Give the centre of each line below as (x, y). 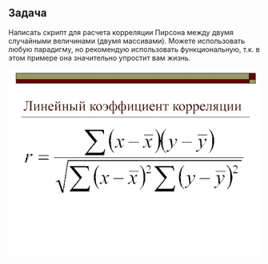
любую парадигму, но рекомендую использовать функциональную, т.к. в (134, 49)
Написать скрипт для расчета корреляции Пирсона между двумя (121, 32)
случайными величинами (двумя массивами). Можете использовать (127, 41)
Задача (28, 13)
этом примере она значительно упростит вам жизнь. (100, 57)
